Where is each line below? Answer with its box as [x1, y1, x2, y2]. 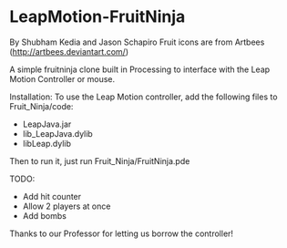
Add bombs [22, 210, 67, 221]
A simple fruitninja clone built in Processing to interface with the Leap [9, 64, 271, 75]
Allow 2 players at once [22, 201, 111, 212]
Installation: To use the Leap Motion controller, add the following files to [9, 91, 278, 102]
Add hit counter [22, 191, 82, 201]
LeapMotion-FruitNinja [9, 6, 186, 27]
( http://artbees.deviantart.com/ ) [9, 46, 129, 57]
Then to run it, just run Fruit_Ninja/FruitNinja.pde [9, 155, 190, 166]
